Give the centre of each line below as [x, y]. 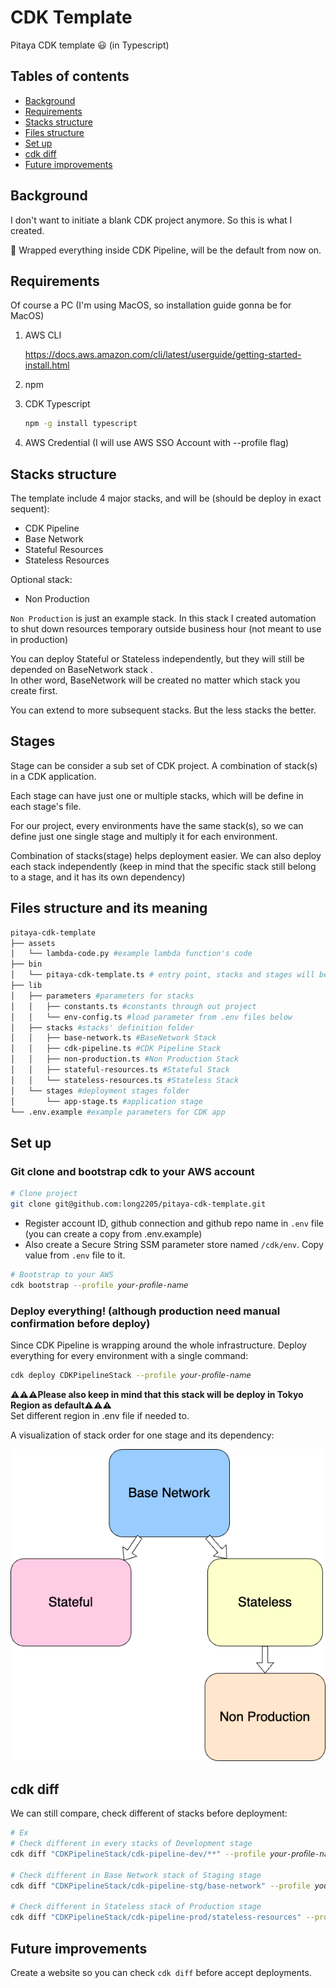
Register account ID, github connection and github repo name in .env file [174, 1223]
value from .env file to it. [75, 1255]
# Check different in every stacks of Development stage [131, 1844]
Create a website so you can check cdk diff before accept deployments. [161, 1972]
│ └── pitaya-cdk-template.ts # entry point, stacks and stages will [162, 975]
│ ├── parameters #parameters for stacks [102, 996]
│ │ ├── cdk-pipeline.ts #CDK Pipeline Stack [116, 1049]
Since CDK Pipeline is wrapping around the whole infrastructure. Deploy [158, 1345]
